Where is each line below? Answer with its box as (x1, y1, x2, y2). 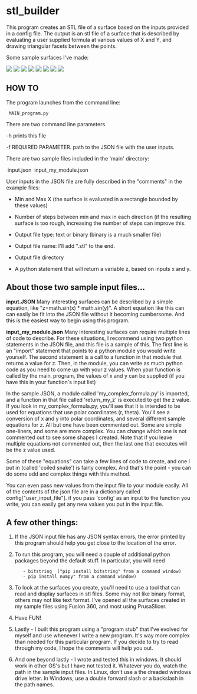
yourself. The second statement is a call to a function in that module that (6, 353, 182, 361)
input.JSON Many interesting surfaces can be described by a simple (6, 298, 173, 305)
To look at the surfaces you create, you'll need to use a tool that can (14, 584, 180, 591)
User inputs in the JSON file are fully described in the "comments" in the (6, 178, 182, 185)
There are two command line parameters (6, 120, 106, 127)
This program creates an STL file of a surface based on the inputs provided (6, 24, 189, 31)
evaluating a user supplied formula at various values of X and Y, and (6, 36, 172, 43)
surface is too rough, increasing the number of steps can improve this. (14, 220, 186, 227)
